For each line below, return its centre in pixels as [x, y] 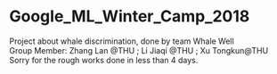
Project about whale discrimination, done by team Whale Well [122, 41]
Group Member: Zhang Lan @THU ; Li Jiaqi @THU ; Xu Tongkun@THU [139, 50]
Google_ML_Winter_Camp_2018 [130, 16]
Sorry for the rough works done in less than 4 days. [104, 60]
